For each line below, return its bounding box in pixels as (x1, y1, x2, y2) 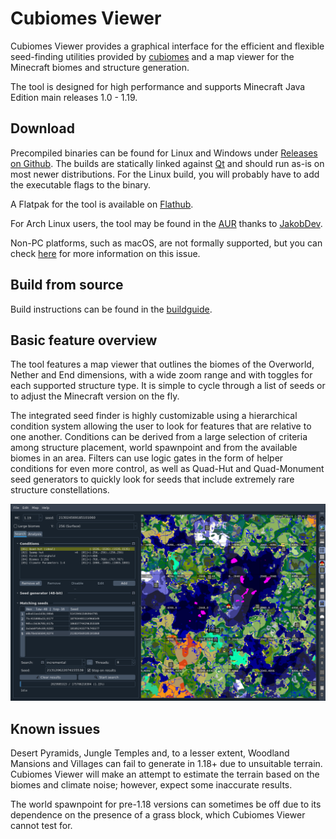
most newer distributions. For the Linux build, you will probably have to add (10, 168, 320, 180)
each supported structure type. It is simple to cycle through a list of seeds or (10, 380, 326, 392)
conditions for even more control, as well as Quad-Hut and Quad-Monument (10, 463, 325, 475)
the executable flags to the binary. (10, 178, 152, 191)
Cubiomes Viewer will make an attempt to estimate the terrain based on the (10, 768, 320, 781)
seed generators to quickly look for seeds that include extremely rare (10, 473, 295, 486)
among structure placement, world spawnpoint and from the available (10, 442, 298, 454)
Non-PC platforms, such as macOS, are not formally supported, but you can (10, 237, 323, 249)
